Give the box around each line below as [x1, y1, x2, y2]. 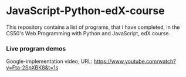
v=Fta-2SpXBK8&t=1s [6, 64, 59, 71]
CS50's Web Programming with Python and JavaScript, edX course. [6, 29, 171, 36]
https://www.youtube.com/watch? [93, 58, 176, 65]
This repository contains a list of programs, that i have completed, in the [6, 24, 180, 31]
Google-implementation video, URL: [6, 58, 93, 65]
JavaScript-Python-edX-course [6, 4, 165, 18]
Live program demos [6, 44, 66, 52]
